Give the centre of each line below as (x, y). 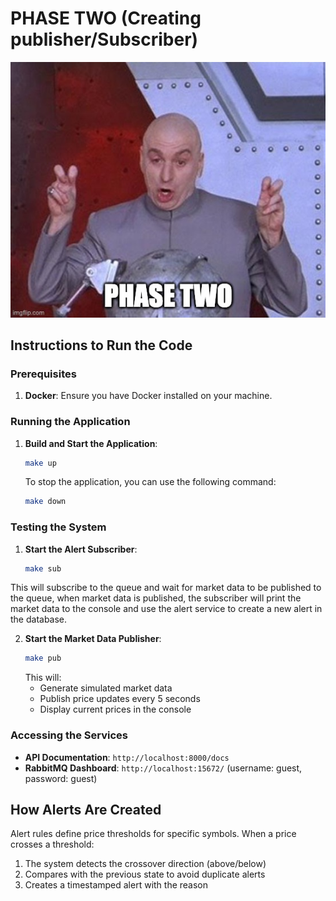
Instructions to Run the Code (101, 345)
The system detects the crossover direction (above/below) (145, 864)
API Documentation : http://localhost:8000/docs (127, 757)
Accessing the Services (69, 735)
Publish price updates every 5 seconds (120, 699)
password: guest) (61, 778)
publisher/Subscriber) (104, 39)
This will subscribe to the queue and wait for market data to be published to (166, 588)
